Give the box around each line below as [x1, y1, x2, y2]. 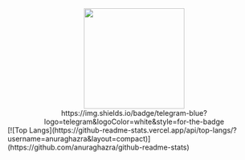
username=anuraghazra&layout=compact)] [7, 134, 151, 143]
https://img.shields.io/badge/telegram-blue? [60, 109, 208, 117]
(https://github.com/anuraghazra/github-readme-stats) [7, 142, 190, 152]
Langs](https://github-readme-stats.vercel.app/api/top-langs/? [29, 125, 238, 135]
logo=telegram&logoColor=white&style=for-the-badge [43, 117, 225, 126]
